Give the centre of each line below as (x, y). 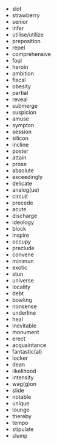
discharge (25, 216)
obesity (22, 86)
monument (25, 332)
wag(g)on (24, 384)
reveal (20, 99)
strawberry (26, 15)
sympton (23, 125)
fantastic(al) (27, 352)
